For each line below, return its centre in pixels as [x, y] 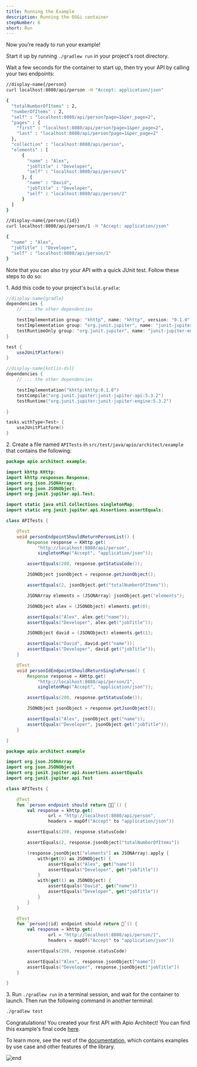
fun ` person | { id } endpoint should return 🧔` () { [77, 924]
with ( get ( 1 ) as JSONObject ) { [74, 880]
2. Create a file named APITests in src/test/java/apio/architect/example [95, 444]
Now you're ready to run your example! [53, 45]
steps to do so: [24, 276]
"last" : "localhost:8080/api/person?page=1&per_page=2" [88, 134]
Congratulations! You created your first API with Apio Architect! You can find [98, 1023]
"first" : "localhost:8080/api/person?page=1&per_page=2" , [90, 128]
